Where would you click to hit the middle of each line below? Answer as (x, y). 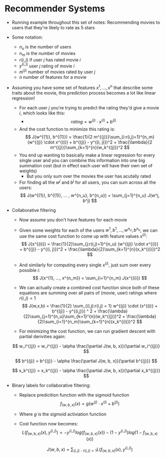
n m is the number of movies (47, 54)
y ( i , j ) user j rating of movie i (47, 65)
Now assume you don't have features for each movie (73, 220)
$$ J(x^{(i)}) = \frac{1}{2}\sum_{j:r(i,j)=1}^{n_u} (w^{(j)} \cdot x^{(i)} (90, 244)
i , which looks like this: (42, 113)
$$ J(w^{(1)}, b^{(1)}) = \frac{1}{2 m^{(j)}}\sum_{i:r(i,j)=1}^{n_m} (90, 137)
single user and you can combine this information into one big (82, 160)
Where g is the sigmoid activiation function (63, 414)
